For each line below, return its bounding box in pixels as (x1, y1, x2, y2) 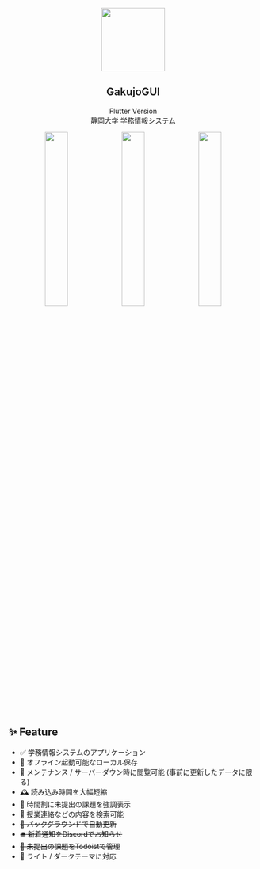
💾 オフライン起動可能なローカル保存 (19, 757, 138, 767)
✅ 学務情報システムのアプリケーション (19, 747, 146, 757)
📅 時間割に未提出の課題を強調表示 (19, 799, 131, 809)
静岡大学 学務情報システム (90, 116, 176, 125)
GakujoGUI (106, 86, 160, 99)
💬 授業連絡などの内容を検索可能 (19, 809, 124, 818)
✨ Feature (8, 726, 59, 739)
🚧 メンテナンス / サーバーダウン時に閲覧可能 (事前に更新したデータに (19, 767, 246, 776)
